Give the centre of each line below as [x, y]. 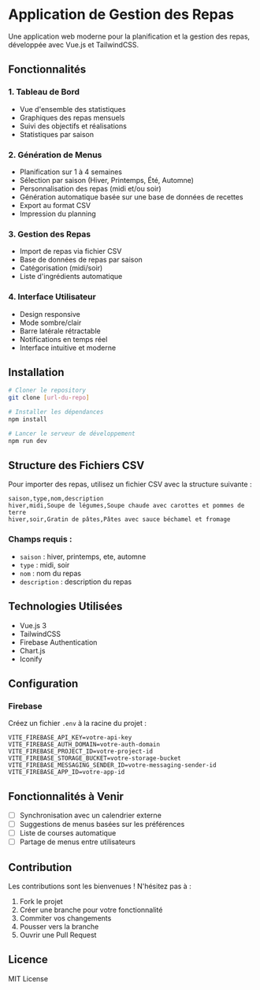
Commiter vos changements [65, 918]
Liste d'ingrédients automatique [71, 277]
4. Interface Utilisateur [52, 297]
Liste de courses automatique [68, 833]
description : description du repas [76, 582]
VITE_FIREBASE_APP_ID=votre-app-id [67, 772]
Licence [28, 960]
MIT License [28, 978]
